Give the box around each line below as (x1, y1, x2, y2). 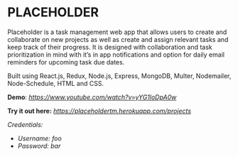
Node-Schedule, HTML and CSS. (7, 79, 104, 87)
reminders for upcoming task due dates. (7, 57, 125, 66)
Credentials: (7, 120, 43, 128)
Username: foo (17, 134, 62, 143)
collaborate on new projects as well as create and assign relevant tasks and (7, 35, 229, 43)
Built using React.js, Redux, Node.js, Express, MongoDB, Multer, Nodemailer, (7, 72, 232, 80)
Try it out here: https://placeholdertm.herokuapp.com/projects (7, 106, 192, 115)
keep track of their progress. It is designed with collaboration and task (7, 43, 213, 51)
